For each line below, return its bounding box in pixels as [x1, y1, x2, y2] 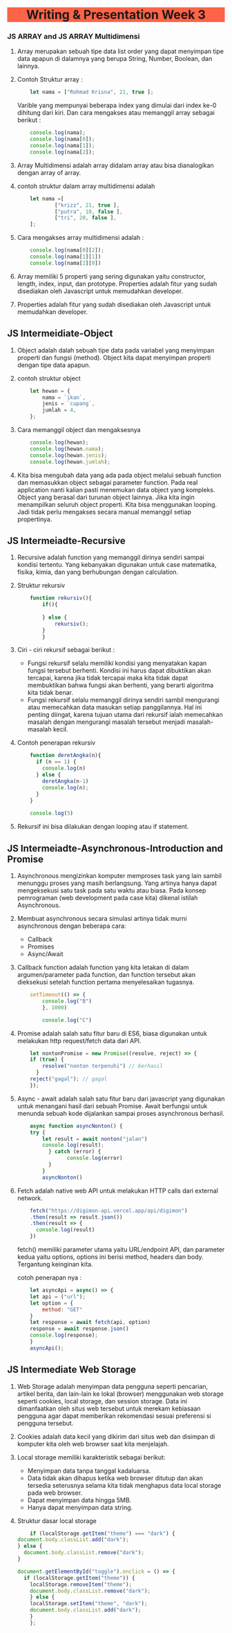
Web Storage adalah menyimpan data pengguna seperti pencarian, [17, 1382, 209, 1390]
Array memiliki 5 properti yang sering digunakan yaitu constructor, [17, 272, 206, 280]
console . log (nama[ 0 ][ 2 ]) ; [30, 247, 105, 254]
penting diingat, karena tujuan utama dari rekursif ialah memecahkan [27, 711, 223, 719]
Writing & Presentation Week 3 [26, 7, 206, 23]
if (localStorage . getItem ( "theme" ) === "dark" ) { [30, 1530, 176, 1537]
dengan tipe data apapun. [17, 360, 91, 369]
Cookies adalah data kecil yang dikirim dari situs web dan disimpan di [17, 1432, 215, 1441]
